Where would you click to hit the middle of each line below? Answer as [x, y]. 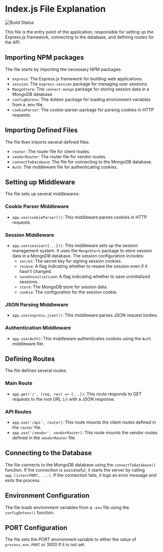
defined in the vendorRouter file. [44, 438]
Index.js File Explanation [55, 9]
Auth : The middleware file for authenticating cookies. [65, 167]
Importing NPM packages [45, 58]
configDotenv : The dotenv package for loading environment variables [81, 99]
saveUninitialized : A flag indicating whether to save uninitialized [85, 276]
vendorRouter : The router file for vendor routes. [59, 156]
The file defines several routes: [36, 370]
